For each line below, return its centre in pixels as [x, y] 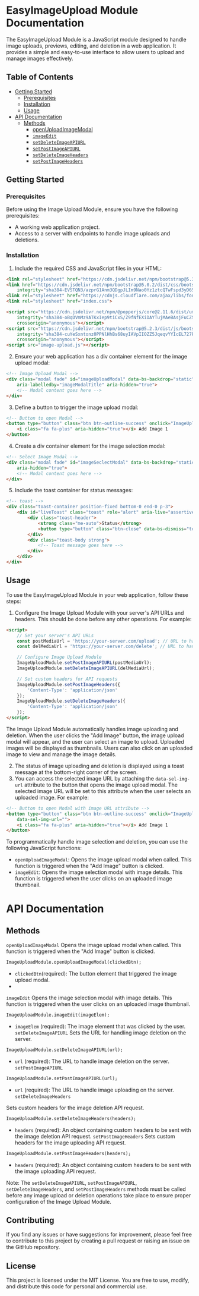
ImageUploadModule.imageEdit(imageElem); [58, 1015]
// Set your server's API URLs [55, 636]
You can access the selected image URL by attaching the [84, 778]
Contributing [30, 1220]
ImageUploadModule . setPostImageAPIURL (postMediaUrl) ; [84, 663]
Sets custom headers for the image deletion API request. [75, 1108]
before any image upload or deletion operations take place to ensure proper [99, 1195]
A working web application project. [57, 227]
